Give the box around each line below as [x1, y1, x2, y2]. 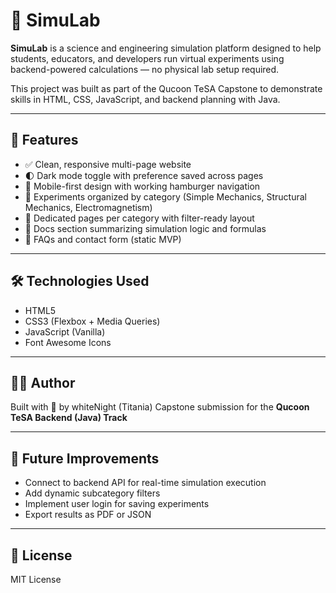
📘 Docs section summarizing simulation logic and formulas [24, 222, 267, 234]
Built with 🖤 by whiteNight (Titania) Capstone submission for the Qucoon [10, 401, 310, 413]
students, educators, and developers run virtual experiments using [10, 52, 285, 64]
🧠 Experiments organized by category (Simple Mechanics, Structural [24, 190, 307, 203]
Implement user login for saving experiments [24, 498, 210, 510]
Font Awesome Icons [24, 336, 112, 348]
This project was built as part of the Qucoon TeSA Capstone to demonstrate [10, 82, 323, 94]
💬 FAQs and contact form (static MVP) [24, 233, 182, 245]
